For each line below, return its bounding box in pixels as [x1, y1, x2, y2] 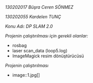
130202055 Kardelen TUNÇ [5, 14, 62, 19]
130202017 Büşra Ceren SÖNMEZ [5, 4, 74, 10]
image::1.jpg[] [12, 72, 40, 78]
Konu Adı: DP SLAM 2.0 [5, 23, 53, 29]
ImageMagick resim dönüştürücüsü [12, 53, 84, 59]
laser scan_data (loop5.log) [12, 48, 68, 53]
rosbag [12, 42, 27, 48]
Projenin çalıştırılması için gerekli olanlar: [5, 33, 89, 39]
